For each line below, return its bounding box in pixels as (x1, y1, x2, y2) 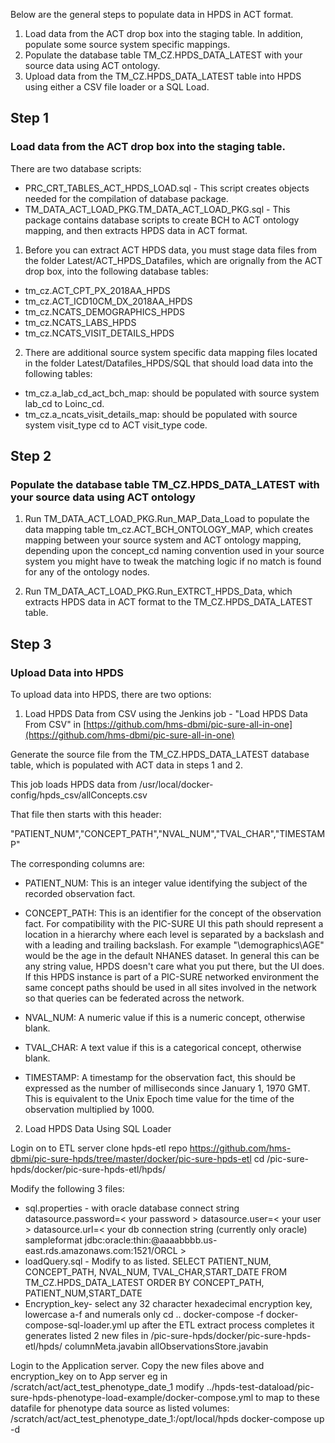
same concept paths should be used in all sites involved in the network (24, 982, 317, 994)
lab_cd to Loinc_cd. (24, 397, 105, 409)
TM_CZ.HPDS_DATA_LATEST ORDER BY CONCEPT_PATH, (24, 1277, 265, 1289)
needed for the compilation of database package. (24, 192, 229, 204)
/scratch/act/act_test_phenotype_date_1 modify (10, 1381, 205, 1393)
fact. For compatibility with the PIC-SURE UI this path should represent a (24, 918, 324, 930)
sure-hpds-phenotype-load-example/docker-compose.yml (10, 1392, 254, 1404)
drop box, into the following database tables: (24, 265, 209, 277)
